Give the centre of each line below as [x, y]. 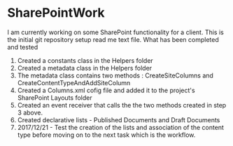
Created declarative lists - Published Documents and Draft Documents [119, 119]
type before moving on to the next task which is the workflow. [106, 135]
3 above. [30, 112]
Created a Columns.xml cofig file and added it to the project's [106, 90]
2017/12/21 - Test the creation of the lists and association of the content [120, 127]
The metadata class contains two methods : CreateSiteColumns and [115, 75]
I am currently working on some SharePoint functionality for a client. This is [115, 32]
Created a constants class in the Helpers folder [85, 60]
